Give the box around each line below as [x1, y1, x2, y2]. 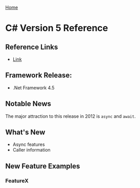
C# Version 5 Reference [5, 23, 108, 34]
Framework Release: [5, 71, 73, 80]
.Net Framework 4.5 [12, 85, 55, 91]
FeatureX [5, 177, 29, 184]
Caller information [12, 147, 51, 153]
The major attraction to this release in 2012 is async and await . [5, 113, 136, 119]
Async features [12, 141, 45, 148]
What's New [5, 128, 45, 137]
